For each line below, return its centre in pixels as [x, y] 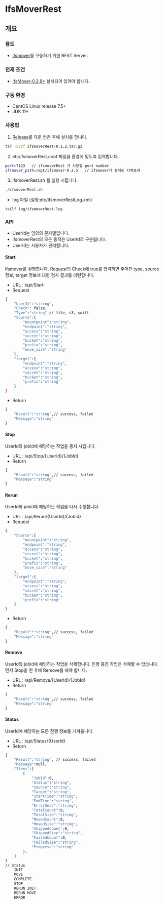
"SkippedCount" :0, [50, 828]
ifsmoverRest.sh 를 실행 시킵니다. [45, 180]
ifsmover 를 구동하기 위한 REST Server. [50, 55]
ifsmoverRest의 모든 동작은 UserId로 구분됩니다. [59, 239]
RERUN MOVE [25, 893]
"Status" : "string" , [51, 782]
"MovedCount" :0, [48, 819]
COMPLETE [23, 879]
